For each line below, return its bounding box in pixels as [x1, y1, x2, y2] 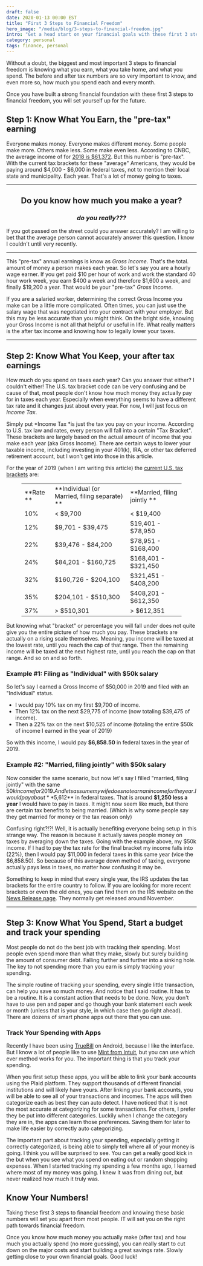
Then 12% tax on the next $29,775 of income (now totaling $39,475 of [14, 708, 190, 715]
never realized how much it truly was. [6, 1175, 100, 1182]
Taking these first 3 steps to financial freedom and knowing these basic [6, 1208, 184, 1216]
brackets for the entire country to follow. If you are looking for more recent [6, 881, 192, 889]
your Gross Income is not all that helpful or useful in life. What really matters [6, 321, 195, 328]
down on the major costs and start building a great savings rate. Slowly [6, 1246, 183, 1253]
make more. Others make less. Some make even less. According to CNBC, [6, 146, 191, 153]
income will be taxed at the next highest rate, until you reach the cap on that [6, 648, 196, 655]
